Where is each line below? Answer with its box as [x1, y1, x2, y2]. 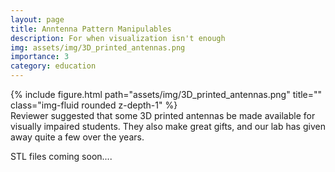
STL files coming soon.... [10, 151, 113, 162]
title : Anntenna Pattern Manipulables [10, 24, 172, 34]
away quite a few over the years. [10, 131, 145, 143]
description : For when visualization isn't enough [10, 33, 226, 43]
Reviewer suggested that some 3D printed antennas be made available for [10, 110, 316, 121]
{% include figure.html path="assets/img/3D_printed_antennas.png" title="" [10, 89, 323, 100]
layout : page [10, 14, 65, 25]
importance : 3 [10, 52, 70, 62]
